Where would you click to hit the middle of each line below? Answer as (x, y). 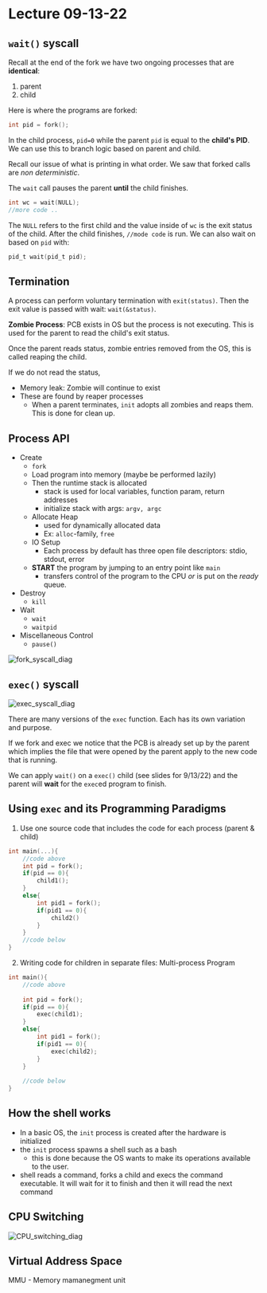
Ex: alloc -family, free (79, 534)
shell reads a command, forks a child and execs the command (121, 1175)
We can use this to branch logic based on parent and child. (104, 148)
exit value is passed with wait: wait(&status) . (82, 309)
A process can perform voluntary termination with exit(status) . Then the (129, 301)
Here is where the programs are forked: (73, 110)
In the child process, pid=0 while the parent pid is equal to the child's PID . (129, 140)
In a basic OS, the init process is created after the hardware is (123, 1132)
